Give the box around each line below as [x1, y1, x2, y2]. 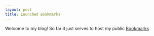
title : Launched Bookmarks [5, 12, 61, 17]
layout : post [5, 7, 32, 12]
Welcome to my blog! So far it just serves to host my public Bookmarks [5, 25, 149, 31]
